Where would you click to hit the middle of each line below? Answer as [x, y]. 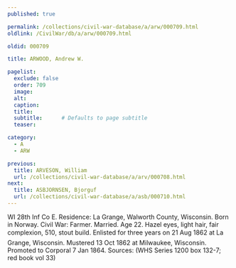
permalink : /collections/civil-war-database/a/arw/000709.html [103, 27]
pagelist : [22, 72]
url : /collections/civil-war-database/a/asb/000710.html [100, 197]
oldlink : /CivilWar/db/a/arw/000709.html [70, 33]
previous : [22, 164]
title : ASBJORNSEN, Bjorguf [55, 190]
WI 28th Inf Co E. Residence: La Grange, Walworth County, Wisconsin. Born [118, 217]
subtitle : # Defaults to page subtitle [81, 118]
